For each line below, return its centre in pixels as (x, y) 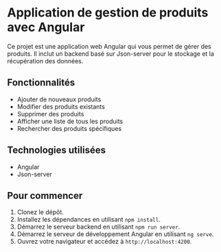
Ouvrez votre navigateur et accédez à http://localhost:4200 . (104, 242)
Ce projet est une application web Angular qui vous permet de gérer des (109, 46)
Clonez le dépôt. (40, 212)
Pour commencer (45, 195)
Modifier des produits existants (61, 106)
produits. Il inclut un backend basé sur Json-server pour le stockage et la (111, 54)
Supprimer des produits (50, 114)
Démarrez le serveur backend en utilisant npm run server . (98, 227)
